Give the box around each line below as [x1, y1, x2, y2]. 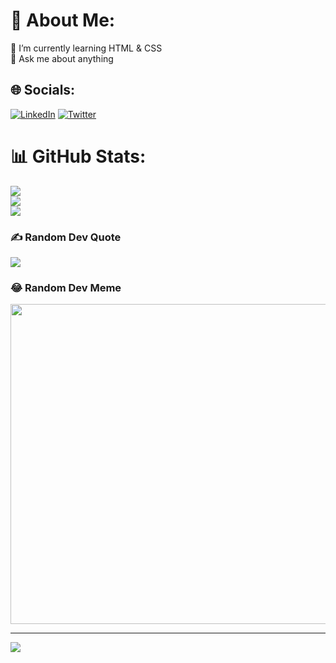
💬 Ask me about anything [10, 52, 114, 64]
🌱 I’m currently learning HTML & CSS [10, 42, 163, 54]
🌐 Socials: [10, 82, 76, 99]
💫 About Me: [10, 9, 116, 32]
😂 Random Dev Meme [10, 280, 122, 294]
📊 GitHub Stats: [10, 145, 147, 168]
